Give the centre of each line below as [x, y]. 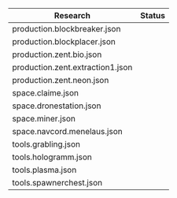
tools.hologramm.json [52, 157]
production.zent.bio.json [57, 54]
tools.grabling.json [46, 144]
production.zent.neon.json [61, 80]
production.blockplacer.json [64, 41]
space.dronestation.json [57, 106]
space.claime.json [46, 93]
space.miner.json [44, 119]
